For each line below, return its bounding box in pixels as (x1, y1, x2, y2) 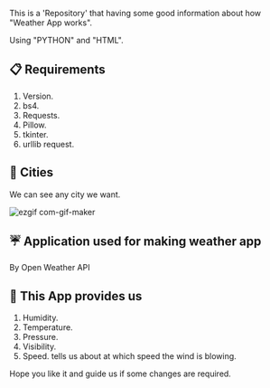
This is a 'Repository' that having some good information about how (9, 8, 262, 18)
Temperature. (22, 322, 74, 333)
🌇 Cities (9, 165, 54, 180)
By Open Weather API (9, 262, 90, 273)
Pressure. (22, 332, 59, 343)
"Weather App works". (9, 17, 93, 28)
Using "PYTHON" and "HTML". (9, 35, 124, 45)
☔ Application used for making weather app (9, 234, 262, 250)
